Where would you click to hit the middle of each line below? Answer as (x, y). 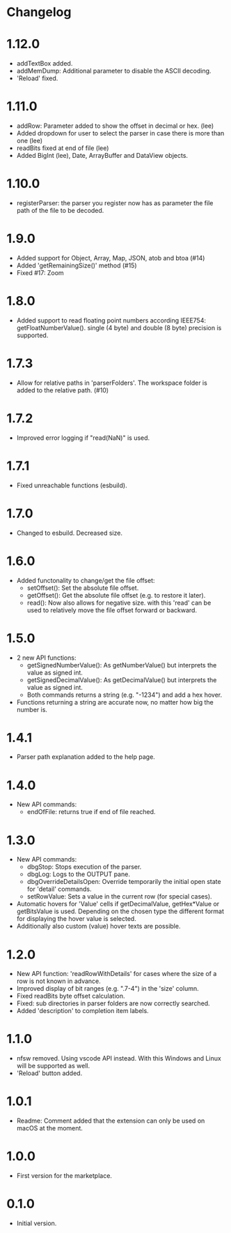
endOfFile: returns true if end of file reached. (91, 812)
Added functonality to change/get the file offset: (86, 580)
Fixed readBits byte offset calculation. (71, 996)
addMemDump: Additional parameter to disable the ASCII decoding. (114, 71)
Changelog (39, 12)
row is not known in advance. (59, 981)
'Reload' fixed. (37, 78)
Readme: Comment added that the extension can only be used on (111, 1121)
